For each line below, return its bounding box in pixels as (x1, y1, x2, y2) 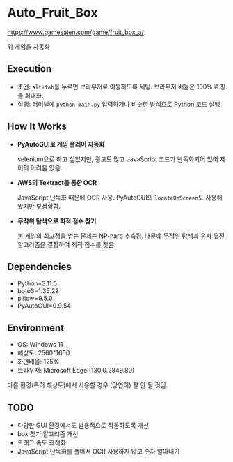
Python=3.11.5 (17, 279, 58, 288)
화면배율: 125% (17, 357, 60, 366)
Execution (7, 63, 52, 75)
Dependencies (7, 260, 72, 273)
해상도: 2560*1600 (17, 349, 70, 357)
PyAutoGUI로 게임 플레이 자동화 (17, 140, 105, 148)
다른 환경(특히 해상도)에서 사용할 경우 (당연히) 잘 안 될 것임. (7, 381, 168, 389)
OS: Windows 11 (17, 341, 63, 349)
